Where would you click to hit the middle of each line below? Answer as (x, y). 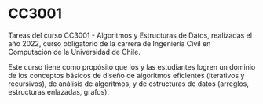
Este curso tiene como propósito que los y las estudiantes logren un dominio (132, 66)
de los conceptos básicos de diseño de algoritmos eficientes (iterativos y (126, 75)
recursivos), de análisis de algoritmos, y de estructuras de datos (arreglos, (129, 84)
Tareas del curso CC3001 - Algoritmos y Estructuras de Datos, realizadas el (130, 35)
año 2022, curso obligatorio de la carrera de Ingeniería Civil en (110, 43)
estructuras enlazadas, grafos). (59, 91)
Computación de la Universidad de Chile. (75, 52)
